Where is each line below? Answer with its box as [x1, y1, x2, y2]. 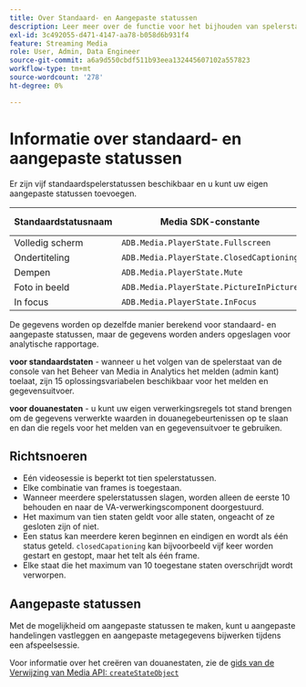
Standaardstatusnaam [14, 215, 113, 228]
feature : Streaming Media [9, 38, 107, 48]
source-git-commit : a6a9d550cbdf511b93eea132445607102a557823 [9, 56, 250, 65]
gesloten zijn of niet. [22, 521, 100, 532]
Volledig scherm [14, 236, 84, 249]
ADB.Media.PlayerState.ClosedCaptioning [121, 252, 299, 263]
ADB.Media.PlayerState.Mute [121, 266, 243, 277]
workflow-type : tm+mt [9, 65, 92, 74]
